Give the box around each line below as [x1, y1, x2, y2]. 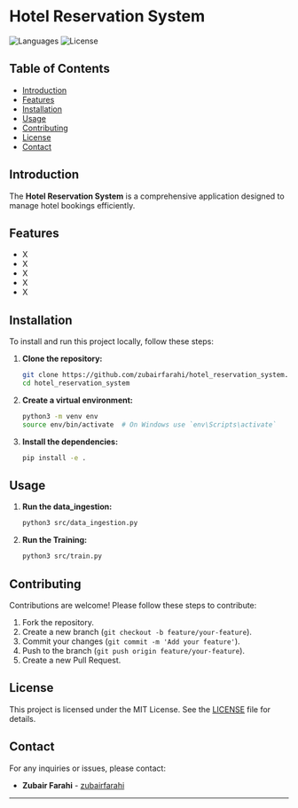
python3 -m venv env [21, 412, 98, 420]
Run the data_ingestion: [21, 501, 113, 512]
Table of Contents [9, 61, 111, 76]
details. [9, 713, 36, 724]
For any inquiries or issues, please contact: [9, 763, 167, 773]
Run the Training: [21, 535, 88, 545]
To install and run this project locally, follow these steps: [9, 336, 215, 347]
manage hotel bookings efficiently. [9, 200, 136, 210]
